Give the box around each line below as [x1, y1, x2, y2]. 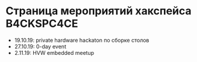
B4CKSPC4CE [5, 17, 78, 30]
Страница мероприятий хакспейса [5, 4, 192, 18]
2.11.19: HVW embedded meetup [14, 49, 95, 56]
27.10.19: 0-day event [14, 43, 67, 50]
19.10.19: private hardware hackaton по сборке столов [14, 36, 149, 44]
